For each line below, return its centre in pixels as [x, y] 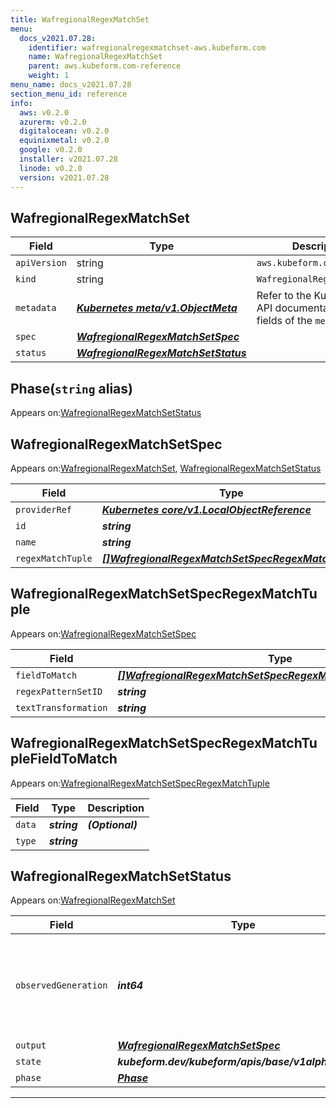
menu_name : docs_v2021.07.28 [71, 85]
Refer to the [284, 296]
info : [21, 103]
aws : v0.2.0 [44, 112]
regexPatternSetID [59, 691]
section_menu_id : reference [69, 94]
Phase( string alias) [71, 388]
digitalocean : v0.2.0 [64, 131]
